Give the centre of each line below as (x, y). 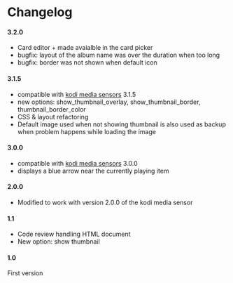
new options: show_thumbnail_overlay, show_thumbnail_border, (109, 102)
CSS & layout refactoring (53, 117)
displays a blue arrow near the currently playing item (93, 171)
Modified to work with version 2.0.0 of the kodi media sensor (105, 202)
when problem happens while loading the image (86, 131)
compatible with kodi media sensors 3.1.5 (77, 94)
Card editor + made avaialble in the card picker (85, 48)
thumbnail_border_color (51, 109)
